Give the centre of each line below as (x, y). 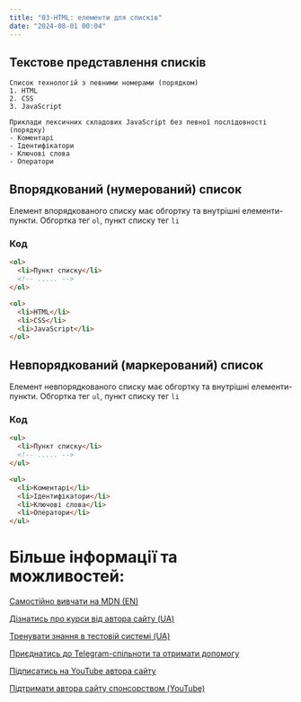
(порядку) (28, 130)
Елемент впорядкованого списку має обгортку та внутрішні (125, 211)
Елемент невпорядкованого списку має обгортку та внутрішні (129, 387)
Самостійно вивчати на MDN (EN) (74, 601)
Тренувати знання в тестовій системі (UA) (90, 636)
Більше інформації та (93, 557)
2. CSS (22, 99)
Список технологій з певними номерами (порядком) (104, 83)
